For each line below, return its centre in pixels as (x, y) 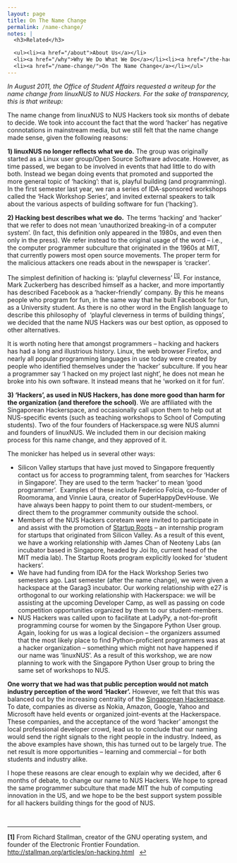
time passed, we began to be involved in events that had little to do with (111, 166)
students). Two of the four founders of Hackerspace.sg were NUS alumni (114, 425)
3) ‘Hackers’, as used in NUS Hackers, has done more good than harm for (116, 395)
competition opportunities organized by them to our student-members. (120, 610)
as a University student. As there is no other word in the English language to (117, 308)
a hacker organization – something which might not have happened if (118, 648)
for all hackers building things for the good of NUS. (81, 803)
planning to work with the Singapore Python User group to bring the (116, 663)
